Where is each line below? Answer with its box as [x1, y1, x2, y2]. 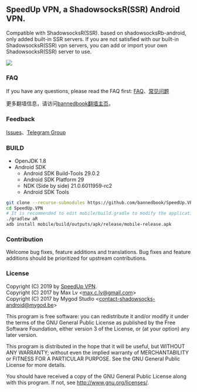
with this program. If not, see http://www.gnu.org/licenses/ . [6, 379, 150, 386]
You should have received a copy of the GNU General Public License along [6, 373, 186, 380]
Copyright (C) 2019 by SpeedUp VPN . [6, 283, 97, 290]
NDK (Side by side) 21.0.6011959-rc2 [23, 182, 113, 189]
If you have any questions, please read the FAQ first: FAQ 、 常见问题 [6, 88, 169, 95]
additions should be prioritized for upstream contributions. [6, 255, 147, 262]
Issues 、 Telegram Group [6, 129, 66, 136]
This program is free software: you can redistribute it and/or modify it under [6, 312, 189, 319]
